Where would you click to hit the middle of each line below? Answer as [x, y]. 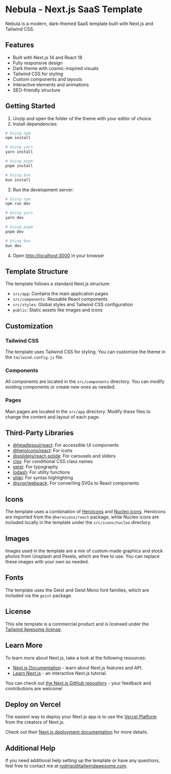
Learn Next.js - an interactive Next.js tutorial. [60, 673]
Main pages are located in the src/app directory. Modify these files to [78, 411]
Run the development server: [43, 190]
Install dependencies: [35, 124]
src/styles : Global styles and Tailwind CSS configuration [73, 305]
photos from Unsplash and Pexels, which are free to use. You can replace [82, 556]
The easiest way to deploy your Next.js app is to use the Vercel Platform [81, 717]
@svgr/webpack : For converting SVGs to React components [76, 483]
